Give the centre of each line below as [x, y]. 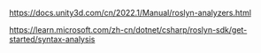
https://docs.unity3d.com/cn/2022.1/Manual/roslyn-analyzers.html [130, 13]
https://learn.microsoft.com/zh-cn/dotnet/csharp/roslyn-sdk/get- [128, 30]
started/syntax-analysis [52, 39]
